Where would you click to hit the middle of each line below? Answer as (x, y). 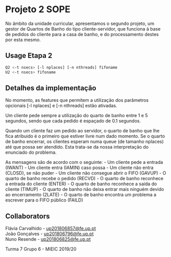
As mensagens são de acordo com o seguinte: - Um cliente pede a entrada (84, 162)
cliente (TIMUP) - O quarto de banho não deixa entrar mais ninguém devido (85, 189)
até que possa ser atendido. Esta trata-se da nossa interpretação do (77, 147)
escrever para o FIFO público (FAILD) (44, 200)
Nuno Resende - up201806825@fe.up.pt (48, 239)
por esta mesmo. (23, 40)
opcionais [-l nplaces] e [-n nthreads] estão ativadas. (61, 106)
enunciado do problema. (31, 152)
